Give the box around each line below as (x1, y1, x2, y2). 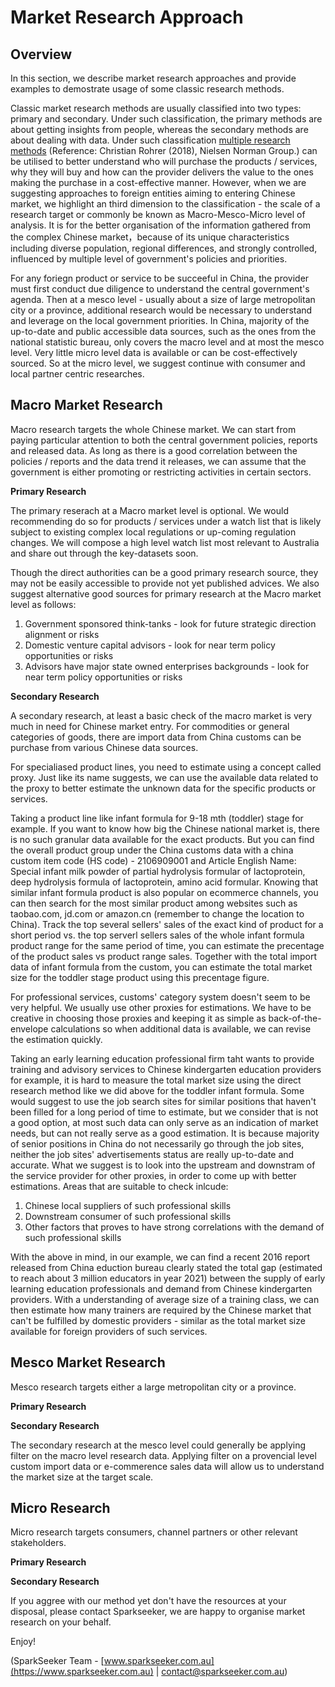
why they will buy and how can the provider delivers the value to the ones (10, 166, 314, 178)
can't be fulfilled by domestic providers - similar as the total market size (10, 1314, 306, 1326)
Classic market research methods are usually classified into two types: (10, 102, 302, 114)
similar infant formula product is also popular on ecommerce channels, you (10, 886, 319, 898)
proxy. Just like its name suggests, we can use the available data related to (10, 771, 319, 783)
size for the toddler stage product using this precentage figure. (10, 971, 270, 983)
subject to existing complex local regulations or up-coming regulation (10, 526, 297, 538)
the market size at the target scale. (10, 1471, 154, 1483)
